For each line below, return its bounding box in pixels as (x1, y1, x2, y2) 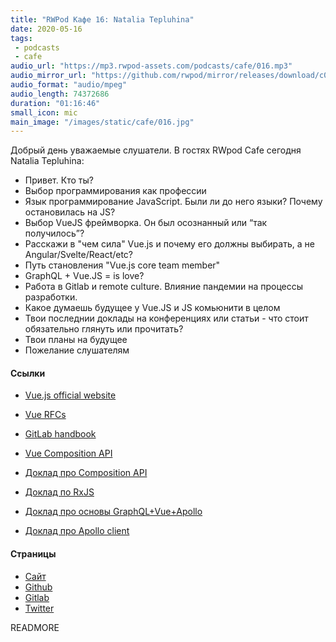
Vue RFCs (24, 409, 67, 421)
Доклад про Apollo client (24, 525, 130, 537)
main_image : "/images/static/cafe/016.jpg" (10, 117, 195, 127)
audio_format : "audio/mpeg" (10, 80, 128, 90)
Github (24, 581, 53, 593)
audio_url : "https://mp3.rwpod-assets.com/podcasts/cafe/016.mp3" (10, 61, 293, 71)
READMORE (10, 621, 60, 633)
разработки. (24, 291, 78, 303)
